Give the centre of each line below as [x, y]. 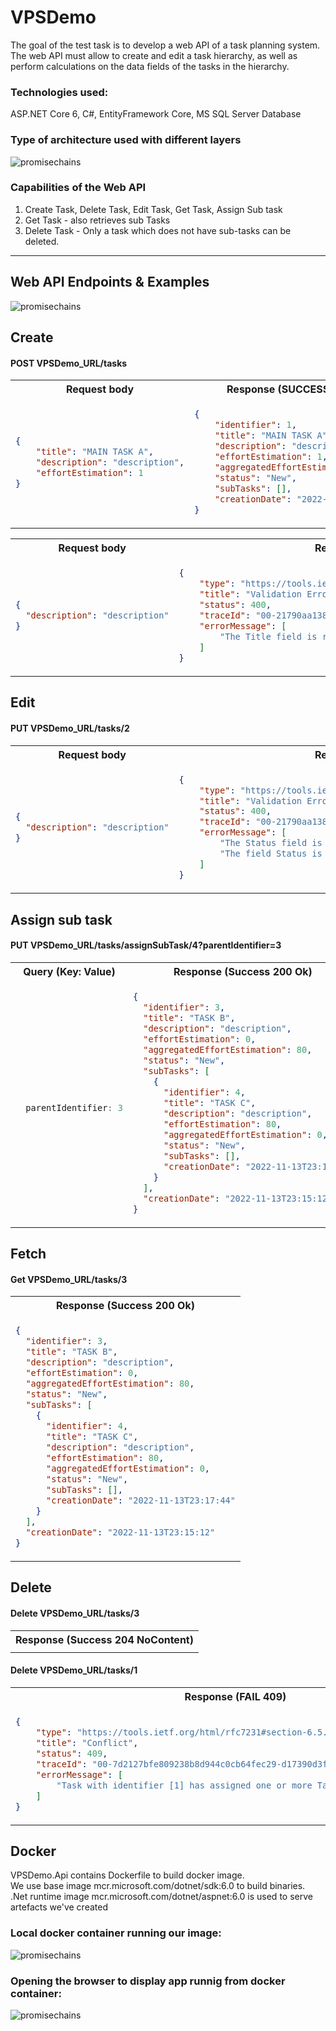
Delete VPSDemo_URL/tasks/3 [75, 1613]
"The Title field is [268, 636]
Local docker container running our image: [116, 1933]
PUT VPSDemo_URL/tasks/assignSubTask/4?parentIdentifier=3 [146, 945]
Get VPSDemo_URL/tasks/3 [69, 1279]
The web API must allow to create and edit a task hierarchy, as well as [154, 55]
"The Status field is [271, 843]
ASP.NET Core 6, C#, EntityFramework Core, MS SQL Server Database [156, 114]
